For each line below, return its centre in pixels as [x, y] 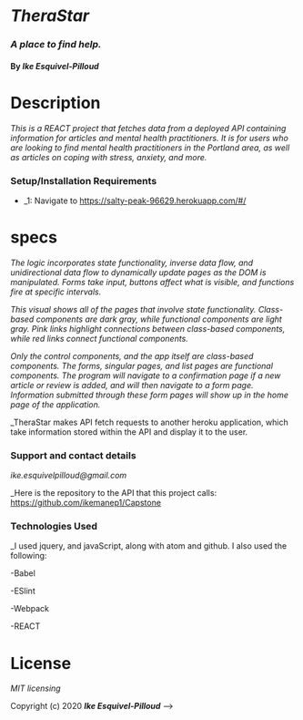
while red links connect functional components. [100, 338]
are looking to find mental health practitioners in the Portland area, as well [150, 148]
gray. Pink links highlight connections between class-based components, [148, 328]
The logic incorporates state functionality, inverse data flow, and [132, 262]
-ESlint [23, 591]
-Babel [23, 573]
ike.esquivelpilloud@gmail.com [69, 476]
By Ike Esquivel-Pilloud [55, 66]
